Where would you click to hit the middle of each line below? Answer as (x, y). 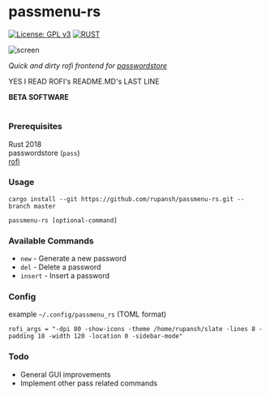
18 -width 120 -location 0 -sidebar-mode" (110, 336)
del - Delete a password (60, 267)
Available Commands (51, 240)
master (45, 206)
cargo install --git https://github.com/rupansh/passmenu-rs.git (121, 199)
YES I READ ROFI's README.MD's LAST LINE (84, 81)
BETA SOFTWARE (39, 97)
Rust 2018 (25, 144)
